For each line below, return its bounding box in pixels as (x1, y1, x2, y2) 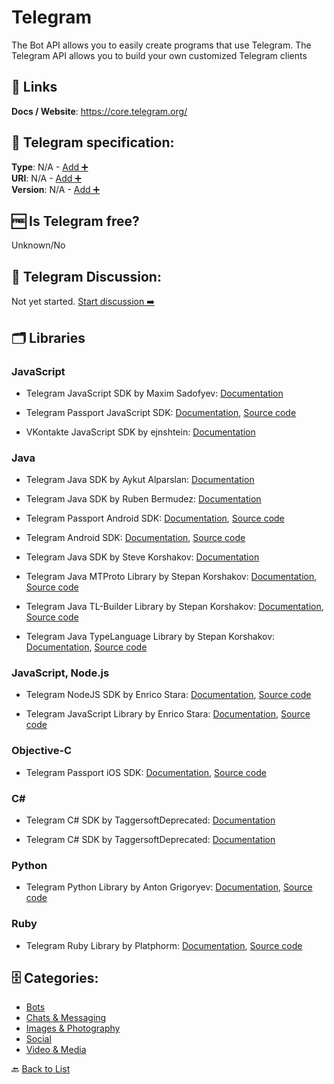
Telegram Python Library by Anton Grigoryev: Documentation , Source (25, 881, 313, 893)
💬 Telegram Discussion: (11, 268, 162, 285)
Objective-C (11, 744, 73, 758)
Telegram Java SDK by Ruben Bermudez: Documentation (25, 493, 262, 505)
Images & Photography (25, 1022, 121, 1035)
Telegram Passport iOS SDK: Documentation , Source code (25, 766, 267, 778)
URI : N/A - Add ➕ (11, 172, 82, 184)
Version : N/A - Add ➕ (11, 183, 101, 195)
